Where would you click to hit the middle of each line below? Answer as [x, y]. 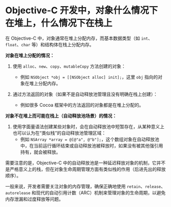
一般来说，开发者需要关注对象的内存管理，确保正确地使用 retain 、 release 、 [85, 186]
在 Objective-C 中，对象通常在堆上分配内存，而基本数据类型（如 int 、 [79, 38]
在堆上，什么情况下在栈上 [59, 23]
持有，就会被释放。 [40, 152]
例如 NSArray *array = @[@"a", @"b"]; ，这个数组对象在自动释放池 [90, 139]
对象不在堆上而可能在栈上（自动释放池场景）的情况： [61, 115]
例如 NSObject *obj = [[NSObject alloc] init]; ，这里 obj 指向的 [89, 77]
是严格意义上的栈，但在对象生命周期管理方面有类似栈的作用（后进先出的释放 [85, 169]
